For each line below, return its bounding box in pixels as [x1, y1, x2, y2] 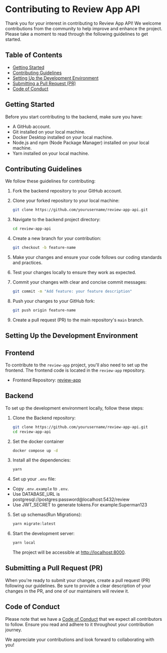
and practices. [12, 259, 43, 266]
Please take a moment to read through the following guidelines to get [5, 31, 148, 37]
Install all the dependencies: [12, 457, 71, 463]
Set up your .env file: [12, 476, 56, 482]
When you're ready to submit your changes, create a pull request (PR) [5, 577, 150, 583]
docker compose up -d [12, 448, 58, 453]
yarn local [12, 540, 36, 545]
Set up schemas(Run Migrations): [12, 511, 82, 517]
